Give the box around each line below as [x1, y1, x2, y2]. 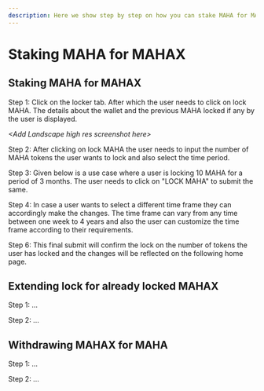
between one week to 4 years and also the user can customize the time [8, 217, 240, 226]
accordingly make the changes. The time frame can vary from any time [8, 208, 238, 217]
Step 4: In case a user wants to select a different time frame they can [8, 199, 232, 209]
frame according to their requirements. [8, 225, 134, 234]
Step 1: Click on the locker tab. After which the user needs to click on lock [8, 97, 247, 107]
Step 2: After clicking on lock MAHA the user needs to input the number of [8, 144, 249, 154]
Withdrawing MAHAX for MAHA [8, 338, 168, 352]
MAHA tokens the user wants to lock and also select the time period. [8, 152, 230, 162]
